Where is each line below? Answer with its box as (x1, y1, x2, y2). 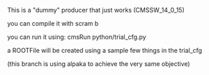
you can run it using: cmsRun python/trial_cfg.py (7, 33, 146, 41)
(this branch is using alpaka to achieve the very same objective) (7, 60, 190, 68)
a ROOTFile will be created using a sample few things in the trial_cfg (7, 47, 203, 54)
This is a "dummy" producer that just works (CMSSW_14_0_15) (7, 6, 185, 14)
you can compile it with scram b (7, 19, 99, 27)
